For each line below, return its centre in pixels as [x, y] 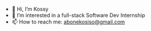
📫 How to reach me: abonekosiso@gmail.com [68, 22]
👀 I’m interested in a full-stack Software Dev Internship [78, 15]
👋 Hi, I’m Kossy [30, 9]
